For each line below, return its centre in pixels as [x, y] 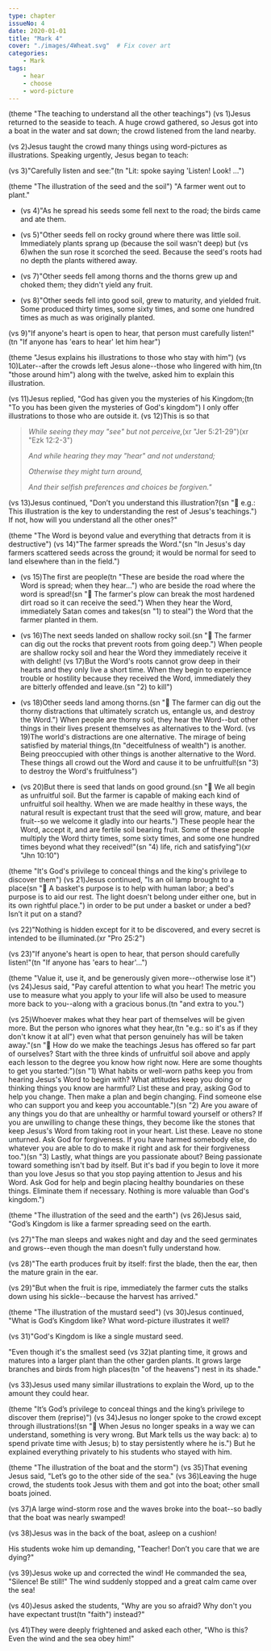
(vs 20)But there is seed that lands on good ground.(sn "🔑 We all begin [138, 787]
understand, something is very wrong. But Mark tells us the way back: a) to [133, 1435]
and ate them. [43, 220]
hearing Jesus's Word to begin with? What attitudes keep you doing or [125, 1079]
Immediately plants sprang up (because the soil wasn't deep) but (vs [134, 244]
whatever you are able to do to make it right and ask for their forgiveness [129, 1148]
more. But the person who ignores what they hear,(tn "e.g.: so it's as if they [133, 1028]
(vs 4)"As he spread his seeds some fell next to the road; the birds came [140, 211]
